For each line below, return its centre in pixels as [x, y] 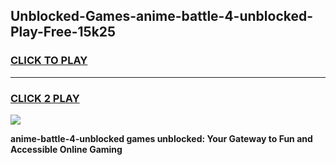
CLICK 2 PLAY [45, 98]
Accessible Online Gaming [66, 149]
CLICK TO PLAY [49, 61]
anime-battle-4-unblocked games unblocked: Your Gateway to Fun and [161, 138]
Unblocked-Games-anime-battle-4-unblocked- [162, 16]
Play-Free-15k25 [63, 32]
